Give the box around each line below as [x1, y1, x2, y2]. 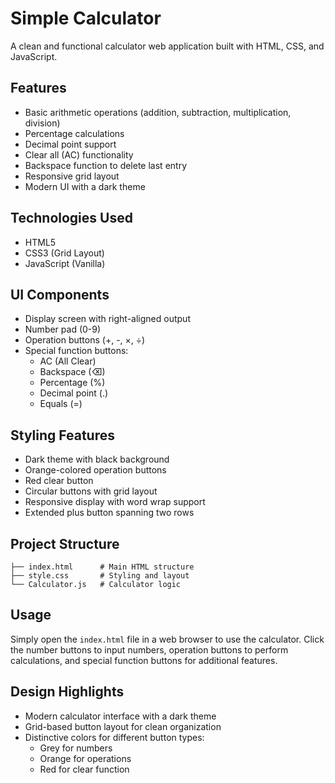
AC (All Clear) [39, 355, 97, 367]
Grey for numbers [39, 742, 113, 754]
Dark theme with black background [24, 453, 170, 466]
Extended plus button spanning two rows [24, 507, 195, 519]
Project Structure [10, 535, 120, 552]
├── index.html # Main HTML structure [10, 562, 195, 572]
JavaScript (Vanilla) [24, 257, 106, 269]
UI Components [10, 286, 110, 303]
